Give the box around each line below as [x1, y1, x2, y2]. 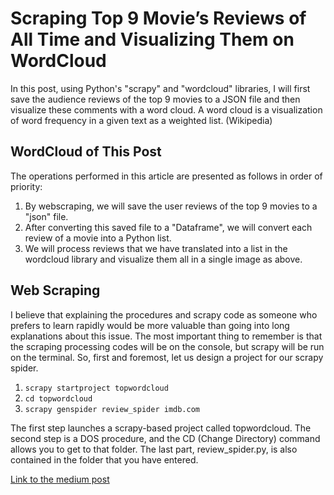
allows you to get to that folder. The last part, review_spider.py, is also [10, 443, 298, 455]
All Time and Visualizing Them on [10, 28, 295, 51]
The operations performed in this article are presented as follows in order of [10, 170, 323, 182]
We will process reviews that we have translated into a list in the [24, 242, 288, 254]
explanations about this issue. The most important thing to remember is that [10, 330, 323, 342]
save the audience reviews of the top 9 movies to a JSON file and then [10, 93, 301, 105]
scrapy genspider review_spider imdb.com [24, 404, 200, 414]
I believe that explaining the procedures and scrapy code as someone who [10, 308, 318, 321]
